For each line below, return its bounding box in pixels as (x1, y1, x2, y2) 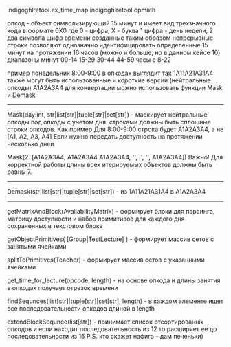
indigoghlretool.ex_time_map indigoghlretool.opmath (7, 6, 156, 14)
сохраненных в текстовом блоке (7, 222, 103, 230)
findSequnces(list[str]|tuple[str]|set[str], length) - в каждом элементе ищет (7, 297, 224, 305)
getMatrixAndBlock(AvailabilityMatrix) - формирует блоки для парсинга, (7, 208, 215, 215)
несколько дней (7, 140, 54, 148)
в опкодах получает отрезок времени (7, 284, 118, 291)
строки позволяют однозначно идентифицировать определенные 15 (7, 41, 208, 49)
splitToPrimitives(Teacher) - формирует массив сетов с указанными (7, 256, 205, 264)
